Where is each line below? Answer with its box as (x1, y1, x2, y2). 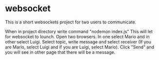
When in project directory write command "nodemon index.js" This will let (5, 28, 153, 34)
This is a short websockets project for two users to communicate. (5, 19, 137, 25)
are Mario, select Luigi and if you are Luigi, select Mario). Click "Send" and (5, 44, 155, 50)
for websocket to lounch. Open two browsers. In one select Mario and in (5, 34, 150, 40)
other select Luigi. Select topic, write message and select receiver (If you (5, 39, 152, 44)
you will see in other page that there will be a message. (5, 49, 116, 55)
